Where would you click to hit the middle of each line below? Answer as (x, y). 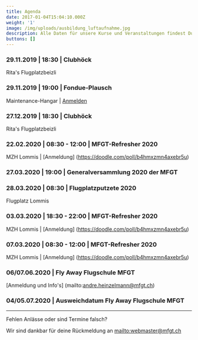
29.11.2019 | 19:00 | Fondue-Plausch (59, 88)
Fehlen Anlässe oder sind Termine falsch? (57, 319)
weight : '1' (21, 22)
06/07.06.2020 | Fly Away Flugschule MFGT (71, 272)
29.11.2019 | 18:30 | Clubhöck (49, 60)
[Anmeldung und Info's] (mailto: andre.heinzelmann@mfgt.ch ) (80, 285)
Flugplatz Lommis (28, 201)
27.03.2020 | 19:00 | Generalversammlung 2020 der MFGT (92, 172)
